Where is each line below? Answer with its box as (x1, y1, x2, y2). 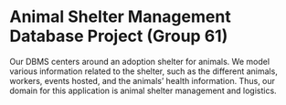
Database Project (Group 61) (9, 26, 228, 47)
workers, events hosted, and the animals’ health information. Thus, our (9, 75, 276, 86)
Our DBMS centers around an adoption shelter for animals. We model (9, 56, 270, 67)
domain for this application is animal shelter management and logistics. (9, 85, 277, 96)
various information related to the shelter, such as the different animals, (9, 66, 279, 77)
